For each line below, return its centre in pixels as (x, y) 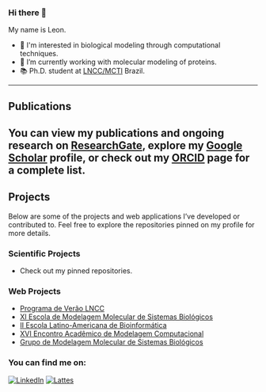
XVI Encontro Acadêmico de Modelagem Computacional (112, 334)
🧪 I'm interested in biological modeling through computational (120, 45)
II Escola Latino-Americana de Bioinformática (93, 325)
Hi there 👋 (28, 13)
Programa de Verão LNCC (62, 309)
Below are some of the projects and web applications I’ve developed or (124, 216)
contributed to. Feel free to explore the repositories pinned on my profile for (131, 224)
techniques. (39, 54)
